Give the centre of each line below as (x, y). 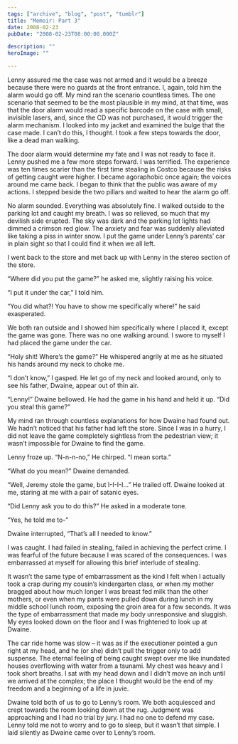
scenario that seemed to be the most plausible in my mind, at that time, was (118, 103)
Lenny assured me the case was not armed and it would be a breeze (107, 80)
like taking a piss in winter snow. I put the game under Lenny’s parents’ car (117, 236)
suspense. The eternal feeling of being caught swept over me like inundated (119, 658)
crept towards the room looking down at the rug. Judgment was (101, 710)
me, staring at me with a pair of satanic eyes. (73, 492)
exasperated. (27, 314)
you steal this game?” (39, 407)
